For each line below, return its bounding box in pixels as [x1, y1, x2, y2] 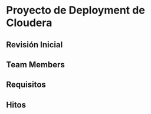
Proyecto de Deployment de [6, 4, 146, 17]
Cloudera [6, 16, 52, 30]
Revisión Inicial [6, 40, 63, 50]
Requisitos [6, 80, 46, 90]
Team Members [6, 60, 65, 70]
